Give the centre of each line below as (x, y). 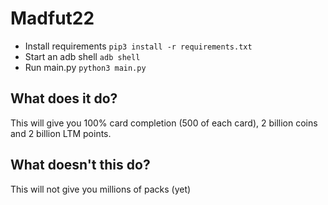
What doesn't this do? (80, 165)
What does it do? (64, 98)
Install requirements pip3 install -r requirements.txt (138, 46)
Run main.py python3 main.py (85, 67)
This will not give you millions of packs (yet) (101, 189)
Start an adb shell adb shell (82, 56)
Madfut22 (52, 18)
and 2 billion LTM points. (61, 133)
